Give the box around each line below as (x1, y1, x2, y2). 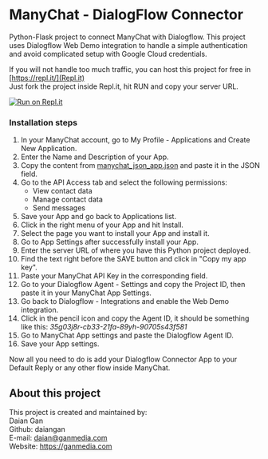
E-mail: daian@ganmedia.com (9, 433, 108, 443)
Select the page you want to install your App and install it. (20, 229, 210, 238)
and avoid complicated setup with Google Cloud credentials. (9, 49, 207, 58)
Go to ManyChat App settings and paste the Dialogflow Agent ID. (20, 330, 235, 341)
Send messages (32, 203, 86, 213)
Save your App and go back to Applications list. (20, 212, 177, 222)
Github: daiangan (9, 425, 66, 434)
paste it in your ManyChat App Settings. (20, 288, 152, 297)
